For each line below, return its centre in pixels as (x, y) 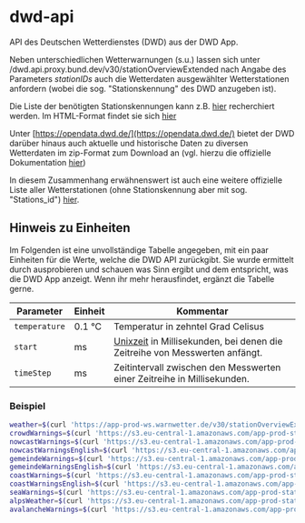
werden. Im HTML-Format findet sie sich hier (93, 116)
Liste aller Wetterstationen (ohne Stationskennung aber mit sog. (128, 189)
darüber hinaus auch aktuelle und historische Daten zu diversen (129, 143)
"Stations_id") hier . (44, 199)
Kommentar (202, 311)
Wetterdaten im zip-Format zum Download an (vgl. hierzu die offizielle (140, 153)
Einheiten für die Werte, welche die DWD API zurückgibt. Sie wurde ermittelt (152, 259)
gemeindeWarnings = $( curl (56, 458)
